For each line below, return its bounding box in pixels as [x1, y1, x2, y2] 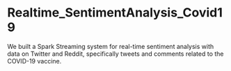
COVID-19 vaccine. [7, 57, 62, 65]
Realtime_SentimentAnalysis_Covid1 [7, 5, 223, 21]
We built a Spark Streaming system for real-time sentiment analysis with [7, 42, 214, 50]
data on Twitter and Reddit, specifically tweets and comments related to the [7, 50, 224, 58]
